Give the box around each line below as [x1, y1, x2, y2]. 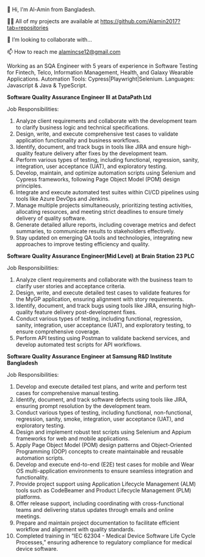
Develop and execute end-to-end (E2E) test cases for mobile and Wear [15, 461, 195, 468]
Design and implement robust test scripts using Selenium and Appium [15, 428, 192, 435]
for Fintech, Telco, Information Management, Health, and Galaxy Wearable [7, 69, 194, 76]
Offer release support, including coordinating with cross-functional [15, 500, 184, 507]
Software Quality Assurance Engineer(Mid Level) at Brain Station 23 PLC [7, 252, 195, 260]
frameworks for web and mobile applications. [15, 435, 130, 442]
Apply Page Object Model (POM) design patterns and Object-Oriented [15, 442, 192, 448]
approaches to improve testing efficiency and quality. [15, 241, 150, 247]
